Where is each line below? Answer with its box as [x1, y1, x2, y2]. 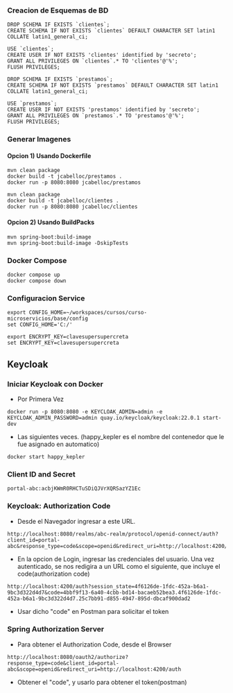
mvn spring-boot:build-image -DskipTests [7, 239, 129, 246]
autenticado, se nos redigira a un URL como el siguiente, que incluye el [17, 562, 221, 570]
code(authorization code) [17, 570, 90, 578]
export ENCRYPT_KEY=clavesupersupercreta [7, 334, 129, 341]
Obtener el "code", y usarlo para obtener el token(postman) [17, 678, 187, 686]
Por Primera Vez [17, 395, 64, 403]
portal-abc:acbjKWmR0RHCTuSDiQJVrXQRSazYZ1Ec [7, 485, 141, 493]
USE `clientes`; [7, 46, 54, 53]
